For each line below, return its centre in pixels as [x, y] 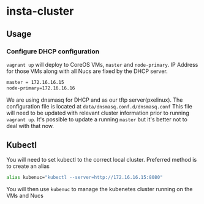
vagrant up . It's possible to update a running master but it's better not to [97, 119]
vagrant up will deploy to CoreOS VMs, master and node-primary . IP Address [102, 64]
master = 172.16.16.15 [35, 82]
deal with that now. [30, 126]
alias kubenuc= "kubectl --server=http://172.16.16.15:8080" [85, 178]
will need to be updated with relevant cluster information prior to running [98, 113]
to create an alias [28, 166]
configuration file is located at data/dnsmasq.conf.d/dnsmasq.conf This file [100, 106]
